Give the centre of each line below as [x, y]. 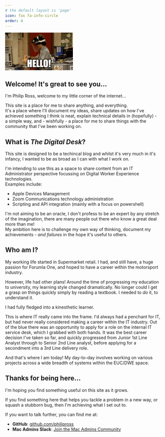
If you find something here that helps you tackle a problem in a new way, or [82, 400]
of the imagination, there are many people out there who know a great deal [81, 219]
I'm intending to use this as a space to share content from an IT [69, 168]
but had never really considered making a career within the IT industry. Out [81, 322]
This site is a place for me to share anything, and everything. [66, 105]
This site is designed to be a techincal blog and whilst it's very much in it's [81, 154]
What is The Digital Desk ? [46, 142]
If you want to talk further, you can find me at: [51, 414]
